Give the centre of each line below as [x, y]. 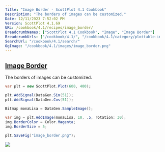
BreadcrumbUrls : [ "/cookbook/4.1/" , [42, 37]
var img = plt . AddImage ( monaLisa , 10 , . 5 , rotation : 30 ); [66, 117]
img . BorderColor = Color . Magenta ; [41, 122]
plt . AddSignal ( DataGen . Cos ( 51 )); [39, 100]
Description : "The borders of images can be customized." [66, 14]
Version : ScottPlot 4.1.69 [33, 23]
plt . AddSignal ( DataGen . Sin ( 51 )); [39, 95]
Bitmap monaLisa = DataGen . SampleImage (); [49, 109]
